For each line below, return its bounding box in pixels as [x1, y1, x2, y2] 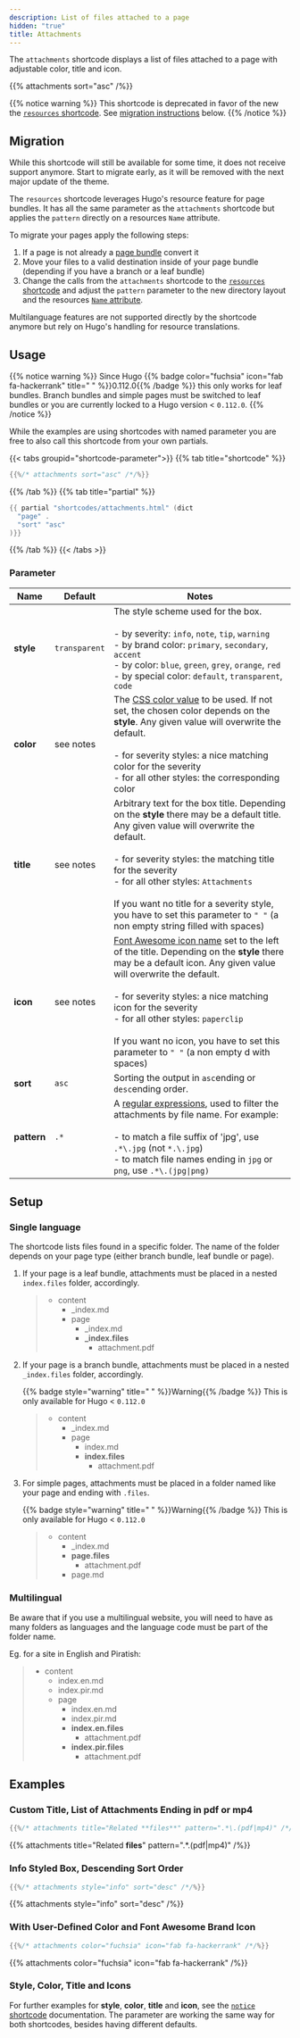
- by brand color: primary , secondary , [113, 638, 269, 651]
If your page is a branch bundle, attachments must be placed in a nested [21, 1360, 290, 1370]
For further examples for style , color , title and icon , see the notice [9, 2000, 256, 2010]
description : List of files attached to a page [9, 12, 190, 22]
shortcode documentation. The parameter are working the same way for [9, 2009, 275, 2020]
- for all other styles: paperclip [113, 1012, 244, 1025]
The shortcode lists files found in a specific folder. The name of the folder [9, 1242, 280, 1252]
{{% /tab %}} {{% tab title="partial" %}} [9, 486, 156, 496]
